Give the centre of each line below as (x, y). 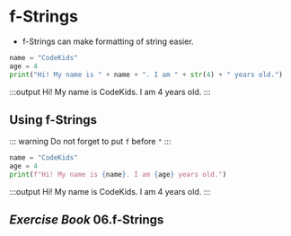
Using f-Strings (53, 120)
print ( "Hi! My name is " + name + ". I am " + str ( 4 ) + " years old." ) (146, 74)
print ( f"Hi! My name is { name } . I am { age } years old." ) (118, 175)
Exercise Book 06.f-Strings (87, 220)
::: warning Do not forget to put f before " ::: (90, 142)
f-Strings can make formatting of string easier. (108, 41)
